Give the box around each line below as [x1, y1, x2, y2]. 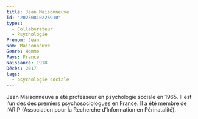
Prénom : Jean [6, 37, 40, 43]
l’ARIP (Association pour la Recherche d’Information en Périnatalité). [6, 106, 177, 114]
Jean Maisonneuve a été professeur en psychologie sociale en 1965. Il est [6, 93, 192, 101]
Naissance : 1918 [6, 59, 48, 66]
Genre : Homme [6, 49, 40, 55]
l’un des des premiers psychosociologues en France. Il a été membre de [6, 100, 187, 107]
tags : [6, 71, 20, 77]
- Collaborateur [12, 25, 53, 32]
